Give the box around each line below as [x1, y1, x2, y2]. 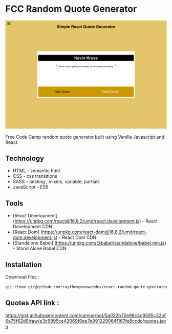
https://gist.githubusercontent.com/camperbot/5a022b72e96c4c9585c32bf [5, 312, 166, 319]
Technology [5, 154, 45, 162]
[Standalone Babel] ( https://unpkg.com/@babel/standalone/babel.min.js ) [12, 240, 166, 246]
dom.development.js [12, 234, 56, 240]
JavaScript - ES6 [12, 184, 49, 190]
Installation [5, 260, 42, 269]
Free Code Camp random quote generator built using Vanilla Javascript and [5, 134, 165, 140]
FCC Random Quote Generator [5, 3, 137, 15]
